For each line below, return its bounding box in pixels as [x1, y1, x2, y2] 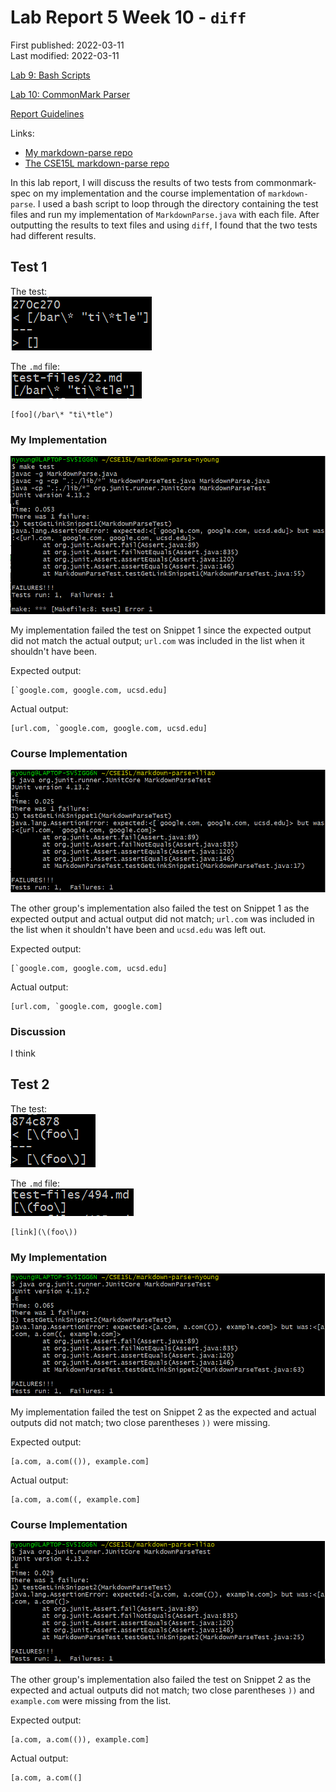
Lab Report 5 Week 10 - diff [10, 6, 247, 29]
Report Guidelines [10, 107, 85, 120]
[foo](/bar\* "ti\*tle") [10, 409, 114, 420]
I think [10, 1047, 36, 1060]
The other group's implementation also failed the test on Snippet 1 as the [10, 902, 310, 914]
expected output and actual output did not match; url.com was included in [10, 912, 315, 925]
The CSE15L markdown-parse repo [24, 157, 170, 169]
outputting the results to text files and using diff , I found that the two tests [10, 219, 318, 231]
